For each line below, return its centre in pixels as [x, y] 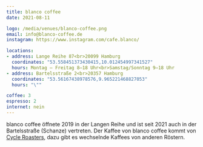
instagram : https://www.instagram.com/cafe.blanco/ [73, 40]
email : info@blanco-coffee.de [45, 34]
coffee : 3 [19, 96]
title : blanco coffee [34, 12]
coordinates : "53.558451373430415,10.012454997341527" [82, 62]
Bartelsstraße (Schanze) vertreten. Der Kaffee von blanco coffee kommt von [101, 131]
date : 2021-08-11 [28, 18]
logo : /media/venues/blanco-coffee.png [57, 29]
